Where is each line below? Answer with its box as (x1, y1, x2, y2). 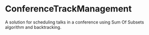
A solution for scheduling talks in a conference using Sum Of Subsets (5, 19, 145, 25)
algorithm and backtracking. (5, 24, 62, 30)
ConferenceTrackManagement (5, 3, 132, 14)
